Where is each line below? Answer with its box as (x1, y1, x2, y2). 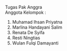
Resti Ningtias (12, 35, 41, 41)
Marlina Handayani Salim (12, 24, 63, 30)
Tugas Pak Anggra (5, 4, 43, 10)
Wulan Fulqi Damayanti (12, 40, 59, 46)
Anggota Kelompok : (5, 9, 46, 15)
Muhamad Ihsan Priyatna (12, 19, 63, 25)
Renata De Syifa (12, 30, 45, 35)
